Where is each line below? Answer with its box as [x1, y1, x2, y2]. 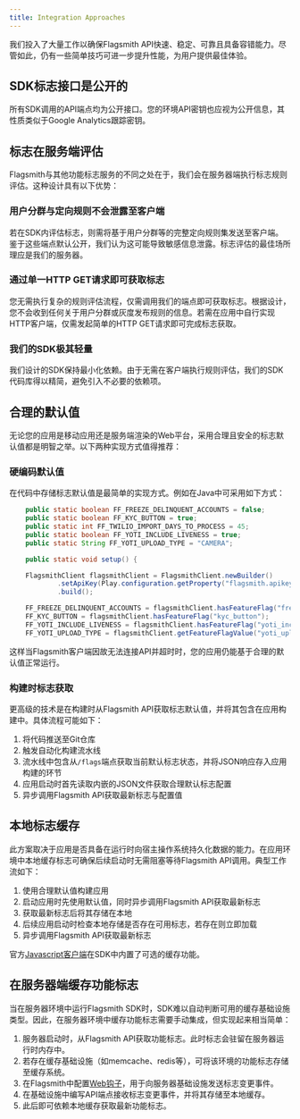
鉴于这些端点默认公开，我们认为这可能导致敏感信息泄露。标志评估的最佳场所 [9, 238, 291, 248]
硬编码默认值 [9, 466, 65, 478]
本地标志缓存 [9, 819, 80, 834]
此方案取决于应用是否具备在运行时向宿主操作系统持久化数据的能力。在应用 [9, 844, 283, 854]
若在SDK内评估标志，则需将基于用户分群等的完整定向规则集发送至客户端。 [9, 227, 284, 238]
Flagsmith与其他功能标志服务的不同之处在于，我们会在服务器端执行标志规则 [9, 169, 288, 180]
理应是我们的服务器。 [9, 249, 87, 260]
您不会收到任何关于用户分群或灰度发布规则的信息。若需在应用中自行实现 [9, 307, 275, 317]
